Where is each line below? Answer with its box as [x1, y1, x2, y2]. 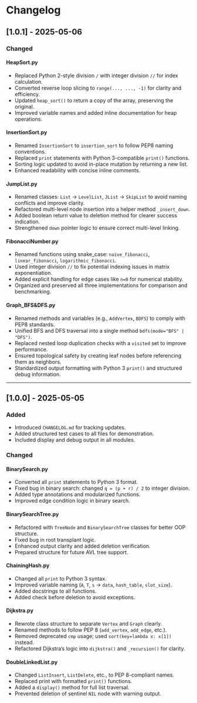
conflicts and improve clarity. [14, 200, 85, 207]
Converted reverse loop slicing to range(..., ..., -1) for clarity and [14, 84, 182, 91]
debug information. [14, 370, 62, 378]
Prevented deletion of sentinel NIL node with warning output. [14, 690, 162, 697]
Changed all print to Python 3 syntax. [14, 575, 107, 582]
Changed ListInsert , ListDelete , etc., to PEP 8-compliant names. [14, 671, 175, 678]
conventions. [14, 148, 46, 155]
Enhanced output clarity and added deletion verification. [14, 542, 151, 550]
